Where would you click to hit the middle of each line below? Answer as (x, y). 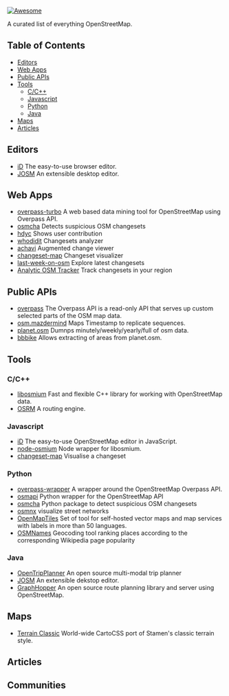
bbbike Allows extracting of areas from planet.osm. (89, 338)
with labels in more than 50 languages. (72, 525)
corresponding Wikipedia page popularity (76, 540)
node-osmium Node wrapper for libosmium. (79, 449)
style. (25, 640)
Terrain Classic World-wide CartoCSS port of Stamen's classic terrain (116, 633)
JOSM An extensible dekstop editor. (68, 580)
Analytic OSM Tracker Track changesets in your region (95, 270)
